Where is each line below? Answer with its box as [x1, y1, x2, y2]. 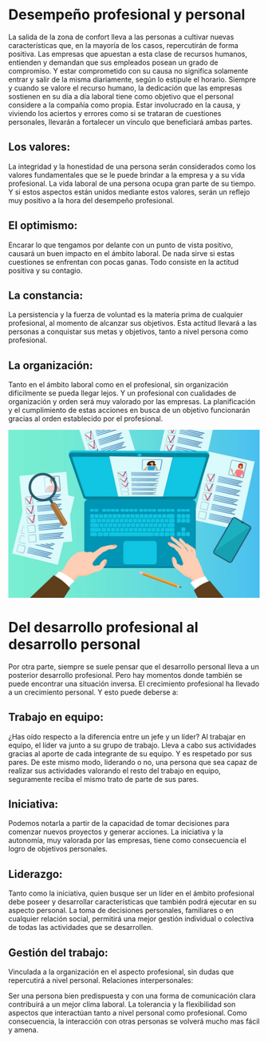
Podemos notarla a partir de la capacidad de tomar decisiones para [8, 819, 230, 828]
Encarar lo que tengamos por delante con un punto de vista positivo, [8, 240, 234, 250]
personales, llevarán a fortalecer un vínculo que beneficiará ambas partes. [8, 117, 253, 126]
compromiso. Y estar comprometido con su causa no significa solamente [8, 66, 249, 75]
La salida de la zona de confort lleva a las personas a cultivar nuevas [8, 32, 235, 42]
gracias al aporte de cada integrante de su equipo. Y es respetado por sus [8, 748, 253, 758]
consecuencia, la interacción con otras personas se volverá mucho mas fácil [8, 1016, 260, 1026]
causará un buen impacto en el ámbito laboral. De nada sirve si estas [8, 248, 235, 258]
